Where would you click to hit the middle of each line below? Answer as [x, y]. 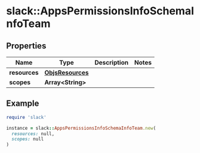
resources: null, [33, 134]
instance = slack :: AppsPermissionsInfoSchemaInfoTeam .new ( [81, 128]
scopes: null [28, 139]
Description [112, 62]
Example [23, 104]
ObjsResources [67, 73]
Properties [26, 46]
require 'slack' [26, 117]
